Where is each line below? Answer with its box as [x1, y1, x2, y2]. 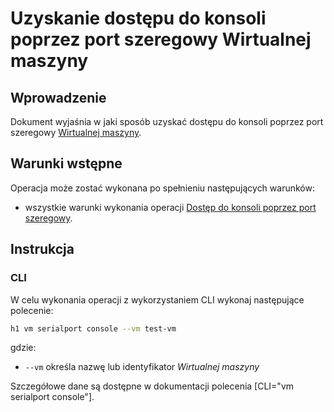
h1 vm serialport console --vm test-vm [10, 323, 177, 334]
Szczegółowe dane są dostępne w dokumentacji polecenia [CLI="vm [10, 380, 295, 392]
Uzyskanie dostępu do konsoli [10, 7, 267, 30]
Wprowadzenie [10, 89, 107, 106]
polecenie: [10, 304, 54, 316]
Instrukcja [10, 241, 75, 258]
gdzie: [10, 342, 37, 354]
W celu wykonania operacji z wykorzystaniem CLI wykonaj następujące [10, 293, 305, 306]
